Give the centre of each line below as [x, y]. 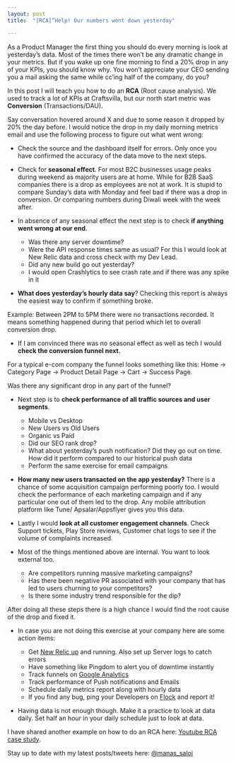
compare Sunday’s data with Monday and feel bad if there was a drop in [122, 192]
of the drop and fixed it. [42, 617]
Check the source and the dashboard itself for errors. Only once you [117, 148]
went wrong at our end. [53, 228]
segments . [34, 407]
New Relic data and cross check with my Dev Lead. [103, 257]
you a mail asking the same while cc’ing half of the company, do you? [108, 77]
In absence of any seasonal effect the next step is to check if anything [120, 221]
